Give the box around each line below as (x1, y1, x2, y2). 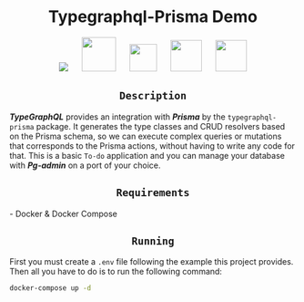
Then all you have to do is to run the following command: (9, 266, 223, 277)
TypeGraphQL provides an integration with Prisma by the (9, 111, 226, 122)
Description (118, 89, 187, 102)
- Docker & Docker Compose (9, 208, 118, 219)
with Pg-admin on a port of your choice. (9, 160, 161, 171)
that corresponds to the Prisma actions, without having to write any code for (9, 140, 296, 151)
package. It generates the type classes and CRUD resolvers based (35, 120, 286, 131)
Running (131, 234, 175, 247)
